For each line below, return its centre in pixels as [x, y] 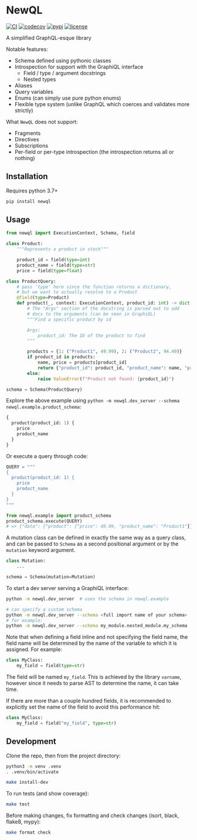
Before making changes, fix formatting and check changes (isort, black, [93, 815]
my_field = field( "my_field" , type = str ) [67, 723]
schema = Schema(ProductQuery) [44, 389]
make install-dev [27, 783]
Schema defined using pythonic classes [63, 60]
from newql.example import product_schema [59, 516]
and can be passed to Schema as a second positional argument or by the [92, 544]
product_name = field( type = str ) [56, 265]
